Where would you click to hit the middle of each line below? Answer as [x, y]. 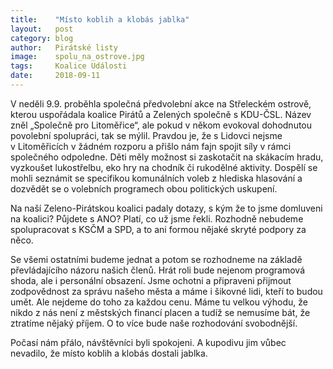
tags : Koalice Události [69, 66]
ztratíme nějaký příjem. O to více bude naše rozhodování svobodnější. [154, 323]
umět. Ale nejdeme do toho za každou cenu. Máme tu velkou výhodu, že [159, 302]
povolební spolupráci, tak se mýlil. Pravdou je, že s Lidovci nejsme [146, 135]
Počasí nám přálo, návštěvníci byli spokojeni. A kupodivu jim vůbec [148, 342]
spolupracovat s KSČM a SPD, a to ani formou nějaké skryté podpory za [158, 229]
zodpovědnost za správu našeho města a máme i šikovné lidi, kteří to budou [166, 291]
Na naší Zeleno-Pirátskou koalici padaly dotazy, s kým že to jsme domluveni [166, 208]
